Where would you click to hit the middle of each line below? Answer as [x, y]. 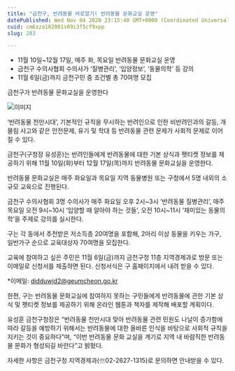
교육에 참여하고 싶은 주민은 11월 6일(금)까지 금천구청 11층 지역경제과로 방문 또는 [115, 257]
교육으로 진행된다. [44, 187]
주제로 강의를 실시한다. [53, 219]
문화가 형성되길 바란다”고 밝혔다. [59, 346]
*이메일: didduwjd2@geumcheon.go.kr [63, 281]
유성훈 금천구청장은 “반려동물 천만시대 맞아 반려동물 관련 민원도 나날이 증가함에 [115, 319]
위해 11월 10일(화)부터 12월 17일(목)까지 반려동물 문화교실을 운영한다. [119, 163]
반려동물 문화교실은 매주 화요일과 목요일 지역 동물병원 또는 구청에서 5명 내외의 [114, 178]
